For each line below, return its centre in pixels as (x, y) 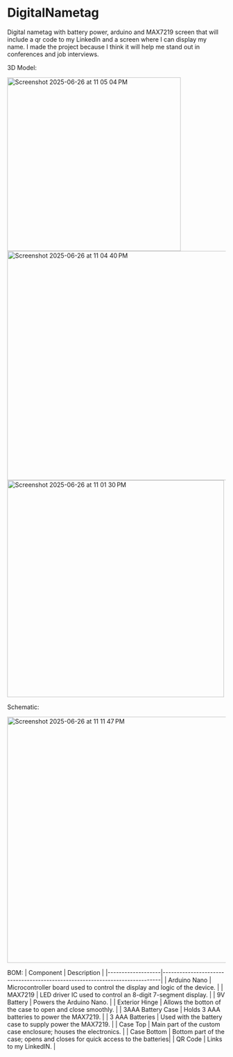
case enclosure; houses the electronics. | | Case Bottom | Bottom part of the (116, 1031)
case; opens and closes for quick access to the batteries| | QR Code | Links (115, 1039)
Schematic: (23, 707)
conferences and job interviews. (53, 54)
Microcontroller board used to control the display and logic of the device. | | (115, 987)
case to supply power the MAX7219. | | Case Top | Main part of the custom (114, 1024)
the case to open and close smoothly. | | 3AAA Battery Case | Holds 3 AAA (114, 1009)
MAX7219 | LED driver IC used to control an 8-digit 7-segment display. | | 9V (116, 994)
